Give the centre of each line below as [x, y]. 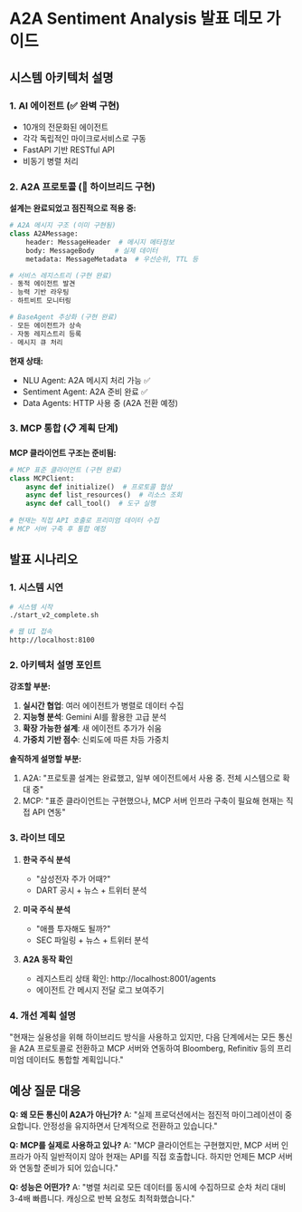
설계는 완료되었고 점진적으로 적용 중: [73, 208]
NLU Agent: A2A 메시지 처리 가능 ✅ [86, 380]
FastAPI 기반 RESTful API [69, 150]
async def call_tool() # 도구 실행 [91, 504]
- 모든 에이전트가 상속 [46, 325]
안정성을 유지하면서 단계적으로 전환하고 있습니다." [131, 1126]
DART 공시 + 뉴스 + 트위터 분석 [91, 890]
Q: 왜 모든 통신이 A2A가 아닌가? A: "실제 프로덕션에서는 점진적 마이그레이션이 [146, 1114]
